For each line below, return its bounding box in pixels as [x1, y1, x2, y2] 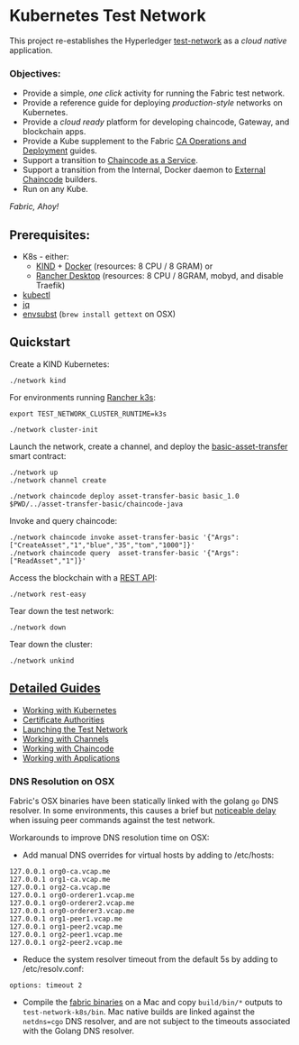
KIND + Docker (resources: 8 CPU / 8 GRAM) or [35, 261, 213, 271]
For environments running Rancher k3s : [9, 391, 156, 402]
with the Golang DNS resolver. [22, 1025, 135, 1036]
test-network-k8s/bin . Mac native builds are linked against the [22, 1006, 255, 1017]
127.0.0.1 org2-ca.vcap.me [9, 883, 111, 892]
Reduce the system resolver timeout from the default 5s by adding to [22, 953, 278, 965]
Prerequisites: [9, 227, 90, 243]
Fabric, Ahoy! [9, 201, 59, 212]
